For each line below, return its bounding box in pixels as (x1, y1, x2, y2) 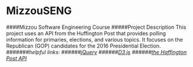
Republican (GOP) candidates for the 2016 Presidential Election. (6, 42, 161, 49)
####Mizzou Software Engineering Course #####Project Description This (6, 24, 187, 31)
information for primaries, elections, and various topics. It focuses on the (6, 36, 183, 43)
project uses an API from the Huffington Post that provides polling (6, 29, 166, 36)
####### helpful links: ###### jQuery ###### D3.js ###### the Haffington (6, 48, 187, 55)
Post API (6, 55, 27, 62)
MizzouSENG (6, 4, 72, 18)
